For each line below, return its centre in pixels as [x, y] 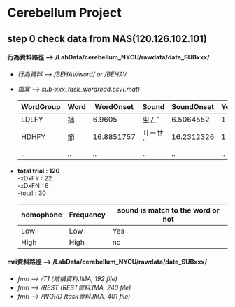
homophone [42, 215]
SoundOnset [193, 106]
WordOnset [114, 106]
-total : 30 [32, 193]
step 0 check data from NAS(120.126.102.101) [107, 39]
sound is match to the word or [168, 210]
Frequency [87, 215]
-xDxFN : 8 [33, 185]
